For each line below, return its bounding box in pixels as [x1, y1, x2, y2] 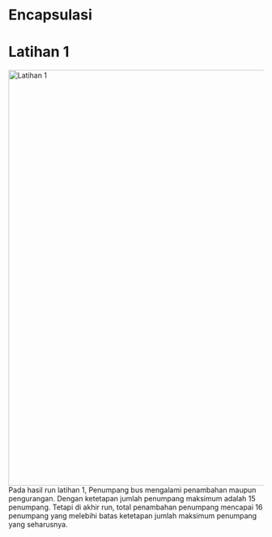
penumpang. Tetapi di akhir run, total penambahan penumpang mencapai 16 [8, 502, 263, 512]
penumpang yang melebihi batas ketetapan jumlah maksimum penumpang [8, 511, 257, 521]
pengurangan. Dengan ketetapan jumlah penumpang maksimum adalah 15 [8, 494, 256, 504]
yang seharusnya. [8, 520, 68, 530]
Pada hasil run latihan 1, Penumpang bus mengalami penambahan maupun [8, 485, 257, 495]
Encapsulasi [8, 6, 93, 24]
